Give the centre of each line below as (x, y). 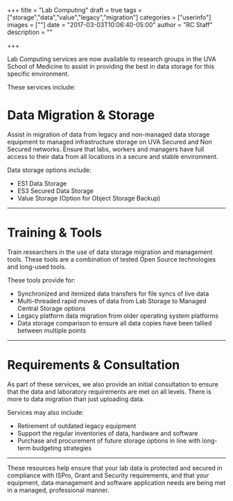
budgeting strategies (62, 448)
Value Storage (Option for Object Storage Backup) (89, 198)
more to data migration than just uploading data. (76, 399)
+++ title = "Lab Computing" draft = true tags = (75, 10)
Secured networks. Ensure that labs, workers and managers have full (106, 149)
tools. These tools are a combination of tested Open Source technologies (112, 259)
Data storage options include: (49, 170)
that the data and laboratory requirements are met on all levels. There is (109, 391)
